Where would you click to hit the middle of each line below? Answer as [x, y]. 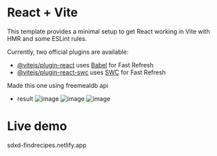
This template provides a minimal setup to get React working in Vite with [108, 31]
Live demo [37, 126]
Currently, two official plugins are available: [68, 52]
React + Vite [43, 13]
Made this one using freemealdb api [58, 85]
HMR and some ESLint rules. [47, 38]
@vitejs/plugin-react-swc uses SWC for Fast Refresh [91, 72]
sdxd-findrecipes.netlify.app [47, 145]
